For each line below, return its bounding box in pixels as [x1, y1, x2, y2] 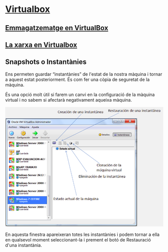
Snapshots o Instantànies [5, 58, 87, 66]
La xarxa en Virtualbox [5, 40, 77, 49]
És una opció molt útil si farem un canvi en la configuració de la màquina [5, 92, 155, 98]
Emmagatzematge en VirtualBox [5, 24, 109, 32]
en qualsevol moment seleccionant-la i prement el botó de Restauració [5, 237, 151, 243]
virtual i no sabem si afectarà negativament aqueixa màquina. [5, 97, 132, 103]
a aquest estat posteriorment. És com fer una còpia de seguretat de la [5, 76, 150, 82]
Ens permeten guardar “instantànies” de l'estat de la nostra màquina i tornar [5, 71, 162, 77]
